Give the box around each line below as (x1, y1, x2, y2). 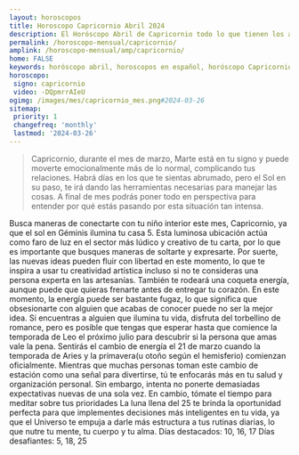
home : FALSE (9, 54, 53, 63)
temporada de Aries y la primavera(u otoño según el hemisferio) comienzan (9, 350, 287, 361)
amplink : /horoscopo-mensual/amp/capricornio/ (9, 46, 185, 55)
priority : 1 (12, 112, 58, 121)
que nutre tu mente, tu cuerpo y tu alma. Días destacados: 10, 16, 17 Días (9, 426, 275, 436)
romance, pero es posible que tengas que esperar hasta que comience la (9, 321, 278, 332)
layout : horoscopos (9, 12, 82, 22)
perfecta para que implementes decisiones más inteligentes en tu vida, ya (9, 407, 280, 418)
